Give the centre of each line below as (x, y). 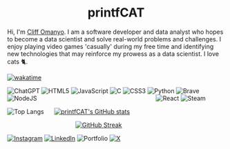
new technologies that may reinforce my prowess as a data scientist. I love (113, 54)
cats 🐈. (18, 61)
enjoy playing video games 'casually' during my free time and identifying (111, 46)
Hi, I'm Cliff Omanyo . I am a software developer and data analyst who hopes (115, 32)
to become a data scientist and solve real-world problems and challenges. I (114, 39)
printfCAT (116, 13)
